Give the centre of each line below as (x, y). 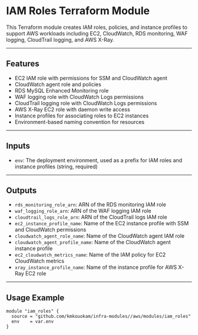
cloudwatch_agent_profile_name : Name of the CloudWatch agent (93, 242)
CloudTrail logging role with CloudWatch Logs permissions (86, 103)
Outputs (22, 190)
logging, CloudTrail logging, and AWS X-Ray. (60, 40)
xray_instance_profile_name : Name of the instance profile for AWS (96, 267)
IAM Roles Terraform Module (78, 11)
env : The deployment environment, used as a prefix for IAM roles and (98, 160)
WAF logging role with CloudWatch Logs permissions (79, 97)
